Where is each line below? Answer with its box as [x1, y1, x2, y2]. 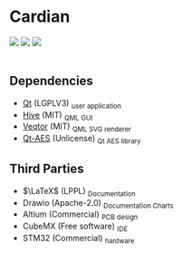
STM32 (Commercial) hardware [22, 232, 135, 246]
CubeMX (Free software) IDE [22, 220, 129, 233]
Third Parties [9, 161, 84, 177]
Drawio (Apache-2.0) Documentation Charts [22, 197, 174, 210]
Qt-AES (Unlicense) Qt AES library [22, 133, 141, 146]
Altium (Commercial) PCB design [22, 209, 139, 222]
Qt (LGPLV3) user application [22, 97, 122, 111]
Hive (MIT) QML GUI [22, 109, 93, 122]
